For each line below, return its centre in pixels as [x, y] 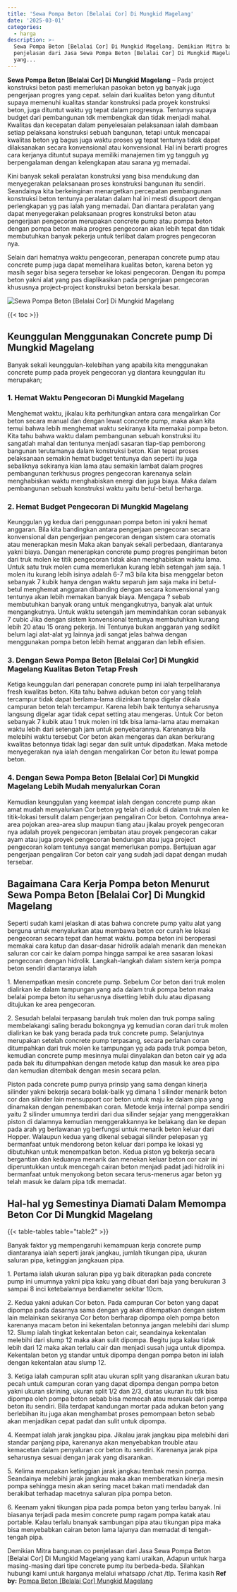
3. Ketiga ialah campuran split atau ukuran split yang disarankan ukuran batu [119, 1376]
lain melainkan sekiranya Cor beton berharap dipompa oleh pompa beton [114, 1317]
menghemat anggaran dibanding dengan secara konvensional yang [122, 589]
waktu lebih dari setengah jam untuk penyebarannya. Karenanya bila [107, 729]
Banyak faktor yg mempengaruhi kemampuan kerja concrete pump [104, 1246]
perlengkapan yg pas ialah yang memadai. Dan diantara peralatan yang [111, 206]
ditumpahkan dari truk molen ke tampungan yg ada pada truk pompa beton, [117, 1048]
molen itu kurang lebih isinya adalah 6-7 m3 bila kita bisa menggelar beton [115, 574]
